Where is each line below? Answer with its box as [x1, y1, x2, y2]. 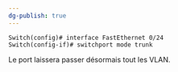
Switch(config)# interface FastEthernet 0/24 [8, 34, 164, 42]
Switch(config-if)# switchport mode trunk [8, 41, 153, 49]
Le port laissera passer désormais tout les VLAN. [8, 54, 171, 64]
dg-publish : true [8, 11, 67, 20]
